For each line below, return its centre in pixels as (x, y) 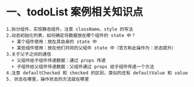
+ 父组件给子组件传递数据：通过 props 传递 (59, 60)
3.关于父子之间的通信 (29, 54)
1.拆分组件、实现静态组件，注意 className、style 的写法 (69, 29)
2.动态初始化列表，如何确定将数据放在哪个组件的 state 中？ (71, 35)
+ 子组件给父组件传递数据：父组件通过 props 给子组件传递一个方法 (83, 66)
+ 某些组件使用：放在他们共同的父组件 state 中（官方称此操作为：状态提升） (94, 48)
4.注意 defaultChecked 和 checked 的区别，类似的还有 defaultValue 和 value (97, 73)
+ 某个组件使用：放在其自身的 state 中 (54, 42)
